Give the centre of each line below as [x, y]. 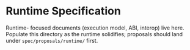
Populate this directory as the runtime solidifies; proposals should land [94, 34]
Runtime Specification [64, 11]
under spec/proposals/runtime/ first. [52, 40]
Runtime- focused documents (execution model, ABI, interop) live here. [95, 28]
